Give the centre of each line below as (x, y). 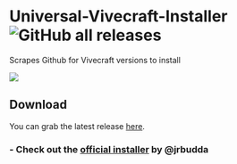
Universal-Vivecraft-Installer (118, 16)
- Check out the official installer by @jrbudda (109, 149)
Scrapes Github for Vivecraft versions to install (95, 60)
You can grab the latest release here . (77, 126)
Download (38, 105)
